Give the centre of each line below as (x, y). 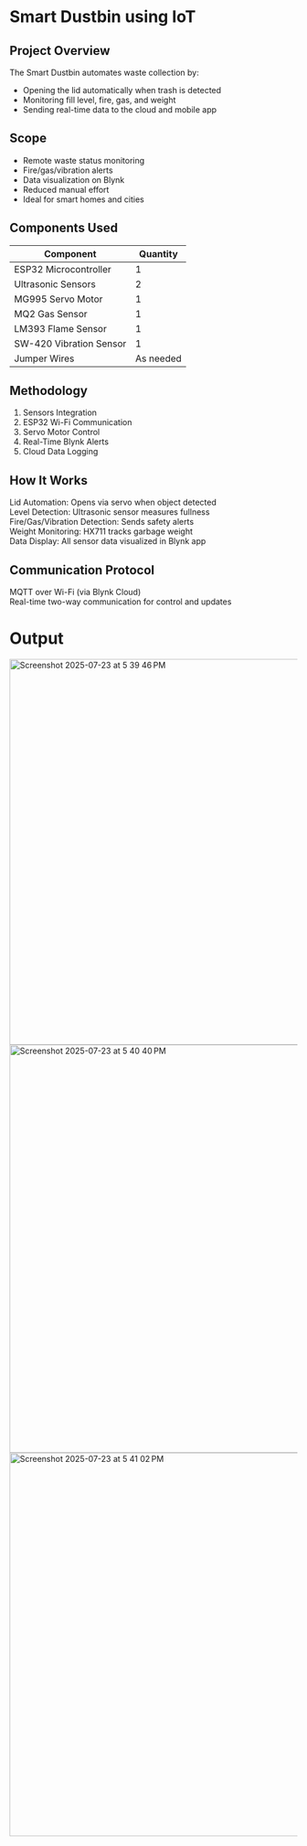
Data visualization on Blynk (74, 179)
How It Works (49, 480)
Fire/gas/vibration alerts (68, 170)
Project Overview (60, 51)
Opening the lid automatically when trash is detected (122, 90)
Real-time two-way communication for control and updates (121, 602)
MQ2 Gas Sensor (51, 314)
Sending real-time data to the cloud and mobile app (120, 110)
